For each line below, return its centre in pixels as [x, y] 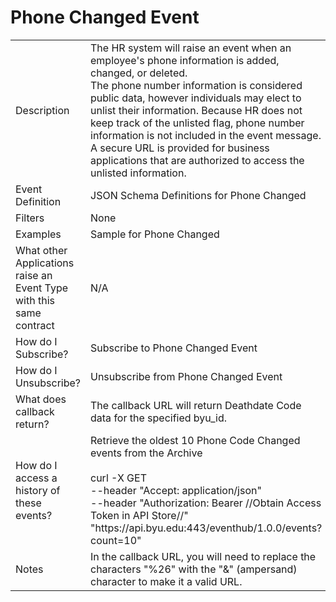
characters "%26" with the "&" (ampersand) [194, 569]
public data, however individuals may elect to [196, 98]
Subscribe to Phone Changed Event [174, 348]
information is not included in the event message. [206, 135]
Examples [38, 234]
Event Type [42, 288]
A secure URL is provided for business [180, 148]
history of [38, 490]
